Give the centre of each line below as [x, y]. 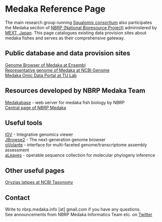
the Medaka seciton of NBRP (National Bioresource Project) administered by [81, 27]
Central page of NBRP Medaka [36, 108]
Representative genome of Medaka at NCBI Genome [57, 70]
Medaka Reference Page [55, 9]
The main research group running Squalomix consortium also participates [79, 22]
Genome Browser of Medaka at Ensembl [45, 65]
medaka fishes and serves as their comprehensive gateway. [65, 38]
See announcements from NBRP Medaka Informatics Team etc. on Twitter [79, 214]
